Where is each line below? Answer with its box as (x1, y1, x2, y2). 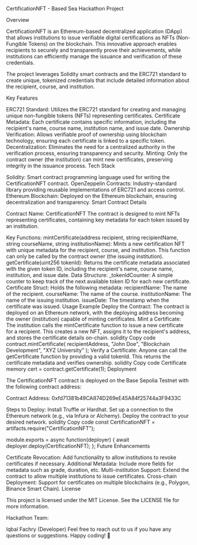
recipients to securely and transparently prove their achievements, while (6, 47, 181, 54)
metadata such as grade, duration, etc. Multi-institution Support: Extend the (6, 467, 189, 473)
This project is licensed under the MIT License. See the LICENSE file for (6, 497, 180, 503)
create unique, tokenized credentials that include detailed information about (6, 77, 190, 84)
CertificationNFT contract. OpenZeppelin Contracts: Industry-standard (6, 180, 177, 187)
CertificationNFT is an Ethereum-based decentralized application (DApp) (6, 28, 182, 35)
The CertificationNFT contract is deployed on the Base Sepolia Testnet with (6, 377, 189, 384)
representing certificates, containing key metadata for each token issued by (6, 216, 190, 223)
